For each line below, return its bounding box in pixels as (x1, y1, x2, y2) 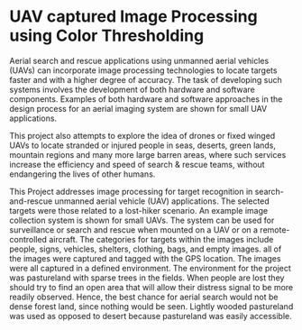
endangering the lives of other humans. (9, 169, 156, 179)
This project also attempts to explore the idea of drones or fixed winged (9, 130, 276, 141)
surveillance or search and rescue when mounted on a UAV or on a (9, 224, 259, 235)
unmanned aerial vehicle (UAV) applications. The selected (54, 196, 270, 206)
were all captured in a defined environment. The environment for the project (9, 262, 291, 273)
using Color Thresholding (9, 25, 205, 46)
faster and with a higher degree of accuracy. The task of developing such (9, 74, 282, 85)
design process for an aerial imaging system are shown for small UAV (9, 103, 268, 114)
